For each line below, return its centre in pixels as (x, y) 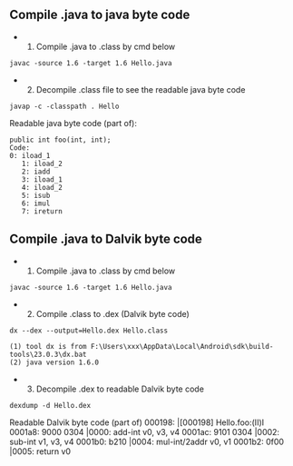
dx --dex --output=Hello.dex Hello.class (89, 331)
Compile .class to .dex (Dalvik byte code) (113, 313)
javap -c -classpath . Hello (64, 106)
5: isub (36, 195)
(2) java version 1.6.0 (54, 362)
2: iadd (36, 172)
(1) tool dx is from (49, 346)
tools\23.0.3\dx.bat (49, 354)
